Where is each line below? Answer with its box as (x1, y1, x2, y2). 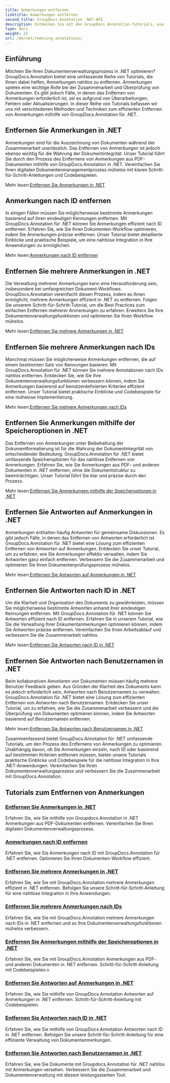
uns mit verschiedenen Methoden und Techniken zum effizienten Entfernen (5, 106, 162, 112)
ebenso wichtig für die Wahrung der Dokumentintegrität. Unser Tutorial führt (5, 150, 165, 157)
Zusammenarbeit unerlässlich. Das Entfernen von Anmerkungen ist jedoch (5, 145, 160, 151)
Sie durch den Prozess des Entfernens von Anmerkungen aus (5, 156, 134, 162)
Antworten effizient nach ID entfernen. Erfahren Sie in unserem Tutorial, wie (5, 616, 163, 622)
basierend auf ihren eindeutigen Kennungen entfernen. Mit (5, 215, 127, 222)
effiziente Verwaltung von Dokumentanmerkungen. (5, 1037, 112, 1043)
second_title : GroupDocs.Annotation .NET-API (5, 17, 103, 22)
